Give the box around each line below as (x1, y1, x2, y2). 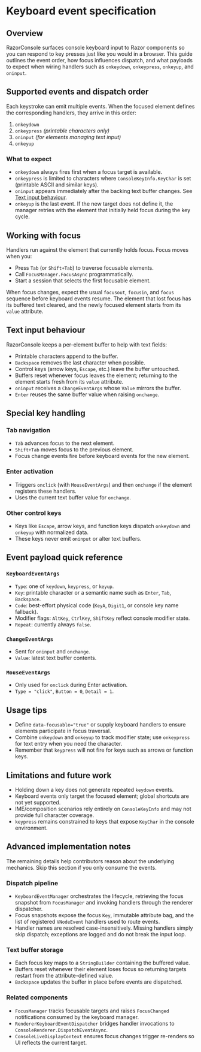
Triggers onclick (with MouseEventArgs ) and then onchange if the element (14, 481, 193, 488)
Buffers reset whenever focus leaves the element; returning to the (14, 372, 178, 379)
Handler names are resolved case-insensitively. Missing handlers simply (14, 924, 193, 932)
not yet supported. (14, 798, 61, 806)
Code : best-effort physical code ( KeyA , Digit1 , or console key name (14, 601, 179, 609)
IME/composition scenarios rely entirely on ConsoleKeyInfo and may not (14, 805, 191, 812)
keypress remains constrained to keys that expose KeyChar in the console (14, 818, 194, 825)
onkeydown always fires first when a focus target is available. (14, 168, 163, 176)
